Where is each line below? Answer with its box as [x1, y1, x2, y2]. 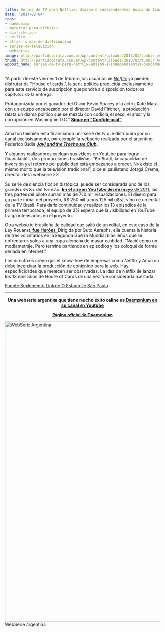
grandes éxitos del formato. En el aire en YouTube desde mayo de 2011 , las [5, 187, 158, 192]
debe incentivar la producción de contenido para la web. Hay [5, 263, 129, 269]
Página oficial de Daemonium [52, 312, 113, 318]
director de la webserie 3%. [5, 172, 61, 178]
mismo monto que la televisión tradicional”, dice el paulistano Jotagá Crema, [5, 166, 160, 172]
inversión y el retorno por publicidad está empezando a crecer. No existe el [5, 161, 157, 167]
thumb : [5, 58, 19, 63]
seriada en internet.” [5, 248, 47, 254]
